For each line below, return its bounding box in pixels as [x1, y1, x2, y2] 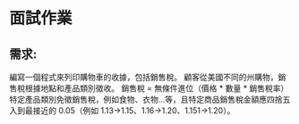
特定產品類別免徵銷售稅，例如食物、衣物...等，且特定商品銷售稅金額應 [9, 95, 268, 104]
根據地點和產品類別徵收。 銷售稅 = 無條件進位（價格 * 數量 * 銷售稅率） [24, 83, 289, 94]
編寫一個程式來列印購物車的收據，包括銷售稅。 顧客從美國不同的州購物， [9, 72, 278, 82]
